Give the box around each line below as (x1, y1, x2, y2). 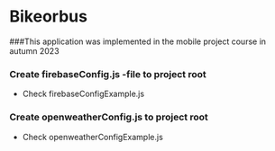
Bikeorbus (9, 6, 88, 27)
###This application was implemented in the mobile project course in (9, 36, 267, 47)
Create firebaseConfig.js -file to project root (9, 67, 206, 80)
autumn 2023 (9, 45, 60, 56)
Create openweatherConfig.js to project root (9, 111, 209, 123)
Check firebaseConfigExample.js (22, 88, 145, 100)
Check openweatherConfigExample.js (22, 131, 164, 142)
